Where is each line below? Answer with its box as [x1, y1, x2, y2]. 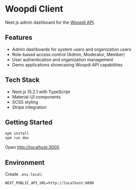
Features [5, 33, 32, 42]
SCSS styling [12, 99, 38, 105]
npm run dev [5, 136, 29, 141]
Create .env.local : [5, 171, 43, 177]
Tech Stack [5, 76, 40, 84]
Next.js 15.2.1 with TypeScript [12, 89, 71, 95]
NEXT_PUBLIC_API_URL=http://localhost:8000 [5, 180, 94, 185]
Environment [5, 158, 45, 167]
